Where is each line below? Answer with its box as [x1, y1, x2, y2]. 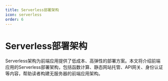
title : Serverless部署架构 [5, 7, 59, 13]
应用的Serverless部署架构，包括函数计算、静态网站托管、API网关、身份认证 [5, 64, 163, 70]
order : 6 [5, 17, 24, 22]
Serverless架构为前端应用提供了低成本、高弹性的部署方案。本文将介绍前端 [5, 58, 161, 64]
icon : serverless [5, 12, 42, 17]
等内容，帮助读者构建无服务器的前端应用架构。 [5, 70, 103, 76]
